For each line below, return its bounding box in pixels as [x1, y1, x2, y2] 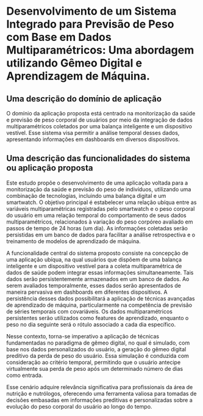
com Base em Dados [6, 31, 112, 44]
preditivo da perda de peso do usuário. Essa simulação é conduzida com [6, 352, 189, 359]
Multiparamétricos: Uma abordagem [6, 43, 194, 57]
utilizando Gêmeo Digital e [6, 56, 142, 70]
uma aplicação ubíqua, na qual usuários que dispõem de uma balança [6, 255, 182, 263]
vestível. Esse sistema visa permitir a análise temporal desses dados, [6, 130, 180, 136]
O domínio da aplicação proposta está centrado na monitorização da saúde [6, 110, 196, 117]
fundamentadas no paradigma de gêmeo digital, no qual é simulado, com [6, 339, 190, 346]
